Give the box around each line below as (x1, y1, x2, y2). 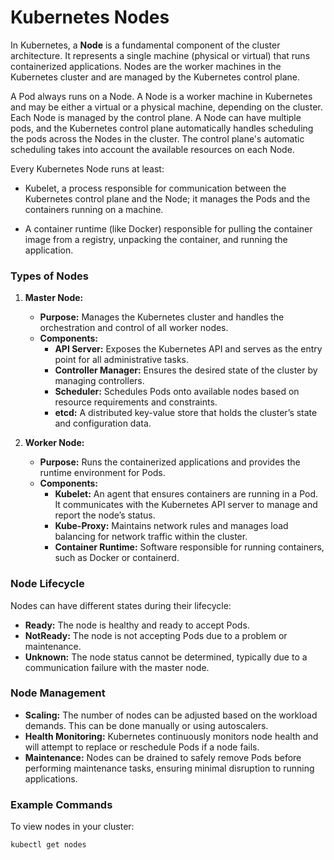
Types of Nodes (10, 269, 89, 283)
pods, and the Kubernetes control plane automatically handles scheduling (10, 122, 314, 134)
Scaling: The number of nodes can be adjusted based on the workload (24, 709, 318, 721)
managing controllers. (54, 375, 145, 387)
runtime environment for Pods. (39, 467, 166, 479)
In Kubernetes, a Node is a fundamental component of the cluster (10, 39, 281, 51)
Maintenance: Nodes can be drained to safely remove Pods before (24, 751, 302, 763)
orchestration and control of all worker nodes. (39, 322, 229, 334)
